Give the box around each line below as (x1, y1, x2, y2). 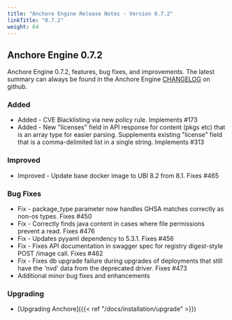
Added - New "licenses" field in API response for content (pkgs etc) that (17, 123, 226, 131)
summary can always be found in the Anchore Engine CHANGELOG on (7, 75, 211, 84)
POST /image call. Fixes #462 (17, 249, 103, 258)
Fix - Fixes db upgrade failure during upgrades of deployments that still (17, 256, 223, 266)
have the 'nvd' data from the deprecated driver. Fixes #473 (17, 264, 187, 272)
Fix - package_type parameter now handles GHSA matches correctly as (17, 205, 224, 213)
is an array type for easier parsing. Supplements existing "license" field (17, 131, 222, 139)
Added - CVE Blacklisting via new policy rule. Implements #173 (17, 116, 198, 124)
